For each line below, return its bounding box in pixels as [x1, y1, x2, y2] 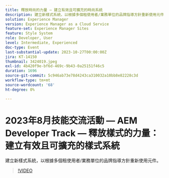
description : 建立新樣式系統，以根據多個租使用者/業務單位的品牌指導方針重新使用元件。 [5, 12, 168, 17]
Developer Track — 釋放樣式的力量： [5, 127, 159, 139]
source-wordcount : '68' [5, 82, 55, 87]
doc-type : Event [5, 45, 39, 50]
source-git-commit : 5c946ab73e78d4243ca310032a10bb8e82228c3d [5, 73, 138, 78]
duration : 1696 [5, 69, 37, 74]
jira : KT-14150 [5, 54, 37, 60]
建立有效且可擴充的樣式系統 [5, 140, 120, 151]
